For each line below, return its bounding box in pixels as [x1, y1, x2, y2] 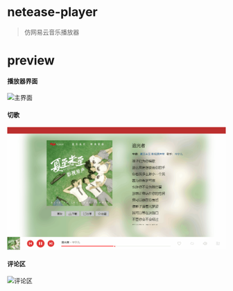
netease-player [7, 4, 98, 20]
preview [7, 53, 55, 69]
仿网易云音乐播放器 [24, 28, 80, 36]
